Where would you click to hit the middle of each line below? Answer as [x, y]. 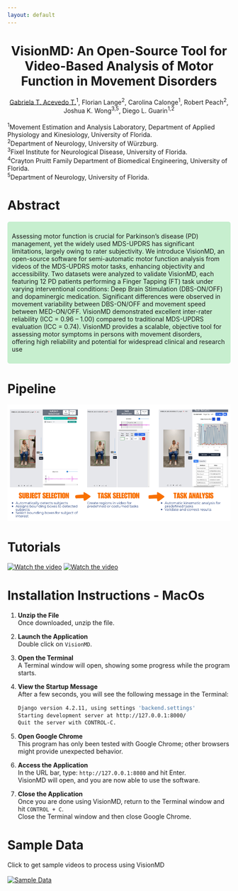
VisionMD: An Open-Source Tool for [119, 51]
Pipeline [32, 388]
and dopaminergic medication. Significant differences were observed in [116, 297]
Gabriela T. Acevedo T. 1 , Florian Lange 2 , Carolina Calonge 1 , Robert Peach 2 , [119, 101]
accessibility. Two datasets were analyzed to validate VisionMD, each [113, 274]
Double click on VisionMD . [55, 644]
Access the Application [53, 765]
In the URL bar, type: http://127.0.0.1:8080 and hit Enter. [102, 773]
